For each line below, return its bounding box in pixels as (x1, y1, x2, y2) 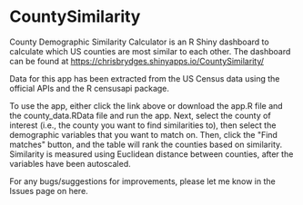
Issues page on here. (9, 185, 88, 196)
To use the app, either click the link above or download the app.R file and (9, 100, 284, 111)
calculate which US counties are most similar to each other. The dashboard (9, 45, 291, 56)
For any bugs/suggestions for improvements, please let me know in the (9, 175, 276, 187)
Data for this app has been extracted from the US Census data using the (9, 73, 280, 83)
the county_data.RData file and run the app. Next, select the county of (9, 110, 271, 121)
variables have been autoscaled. (9, 158, 132, 169)
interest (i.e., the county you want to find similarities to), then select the (9, 120, 277, 131)
